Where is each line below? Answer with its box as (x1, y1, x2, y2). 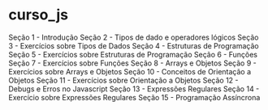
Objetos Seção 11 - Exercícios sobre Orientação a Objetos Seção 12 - (8, 75, 239, 85)
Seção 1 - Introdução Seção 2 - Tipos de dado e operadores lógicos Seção (8, 32, 259, 42)
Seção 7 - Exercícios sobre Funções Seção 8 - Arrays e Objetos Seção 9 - (8, 58, 257, 68)
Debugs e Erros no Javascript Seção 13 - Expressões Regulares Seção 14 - (8, 83, 260, 94)
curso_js (8, 6, 69, 24)
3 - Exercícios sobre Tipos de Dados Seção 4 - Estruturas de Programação (8, 40, 259, 50)
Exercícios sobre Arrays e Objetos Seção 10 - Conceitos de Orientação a (8, 66, 252, 76)
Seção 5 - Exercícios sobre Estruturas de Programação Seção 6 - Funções (8, 49, 258, 59)
